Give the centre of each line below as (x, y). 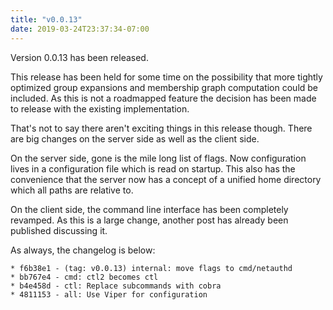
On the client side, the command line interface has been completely (149, 209)
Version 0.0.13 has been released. (79, 57)
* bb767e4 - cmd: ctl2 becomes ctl (84, 277)
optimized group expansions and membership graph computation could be (164, 87)
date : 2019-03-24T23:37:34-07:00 (80, 29)
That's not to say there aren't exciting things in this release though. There (161, 128)
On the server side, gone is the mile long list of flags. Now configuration (158, 158)
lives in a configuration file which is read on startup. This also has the (153, 168)
